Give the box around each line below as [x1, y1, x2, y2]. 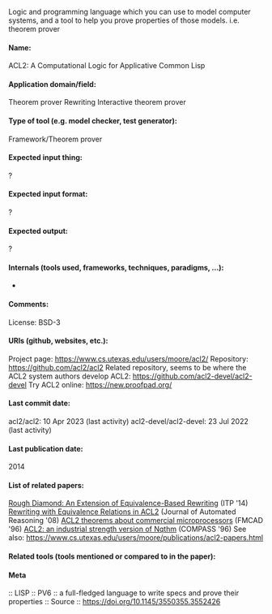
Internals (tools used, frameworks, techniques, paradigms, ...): [8, 262, 224, 272]
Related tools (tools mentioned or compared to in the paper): [8, 551, 216, 561]
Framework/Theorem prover [8, 134, 103, 144]
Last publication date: [8, 443, 83, 453]
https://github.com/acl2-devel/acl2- [132, 371, 253, 381]
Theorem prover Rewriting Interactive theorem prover [8, 97, 186, 107]
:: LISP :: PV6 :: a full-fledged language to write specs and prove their [8, 588, 240, 598]
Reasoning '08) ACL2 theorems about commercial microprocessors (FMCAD [8, 516, 264, 525]
